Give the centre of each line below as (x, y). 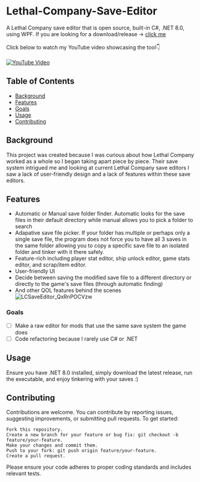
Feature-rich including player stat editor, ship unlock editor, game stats (102, 258)
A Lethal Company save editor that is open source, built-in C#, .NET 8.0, (95, 28)
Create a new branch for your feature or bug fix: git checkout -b (92, 435)
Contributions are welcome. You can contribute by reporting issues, (90, 412)
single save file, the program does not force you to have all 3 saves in (101, 239)
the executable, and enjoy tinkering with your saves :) (72, 379)
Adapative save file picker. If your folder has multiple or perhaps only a (102, 233)
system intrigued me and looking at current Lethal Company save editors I (98, 167)
